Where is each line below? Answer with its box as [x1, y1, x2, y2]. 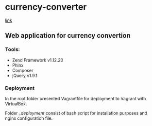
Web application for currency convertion [5, 31, 131, 40]
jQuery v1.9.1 [12, 72, 37, 79]
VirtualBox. [5, 101, 27, 107]
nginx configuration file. [5, 115, 53, 121]
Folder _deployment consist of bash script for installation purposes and [5, 110, 147, 116]
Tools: [5, 46, 20, 53]
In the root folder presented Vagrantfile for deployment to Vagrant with [5, 95, 146, 101]
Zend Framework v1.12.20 [12, 57, 64, 63]
